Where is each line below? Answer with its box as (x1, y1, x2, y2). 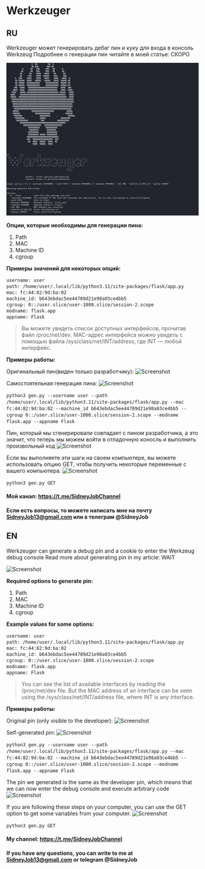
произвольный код (6, 442, 56, 449)
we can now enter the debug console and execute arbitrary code (6, 785, 170, 792)
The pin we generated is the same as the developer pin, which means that (6, 778, 192, 785)
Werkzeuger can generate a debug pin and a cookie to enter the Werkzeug (6, 547, 195, 554)
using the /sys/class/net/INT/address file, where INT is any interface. (21, 693, 195, 700)
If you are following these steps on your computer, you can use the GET (6, 803, 187, 810)
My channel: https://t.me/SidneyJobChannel (6, 835, 123, 843)
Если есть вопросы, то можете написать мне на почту (6, 506, 153, 514)
